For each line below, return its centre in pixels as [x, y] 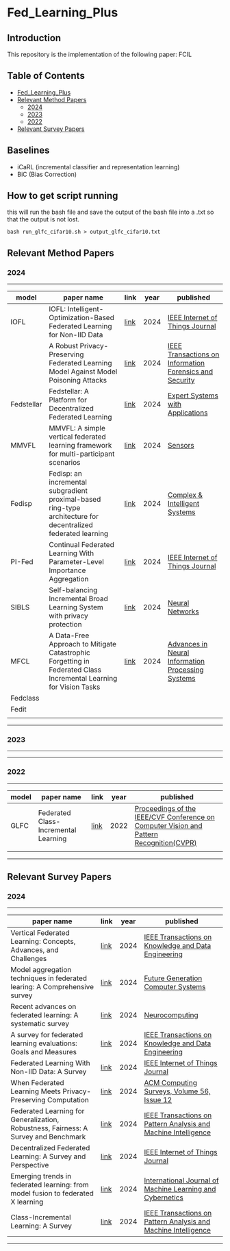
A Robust [64, 346]
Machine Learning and [180, 1189]
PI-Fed [22, 562]
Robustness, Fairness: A [49, 1128]
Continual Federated [81, 545]
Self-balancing [73, 590]
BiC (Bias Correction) [47, 174]
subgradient [68, 491]
